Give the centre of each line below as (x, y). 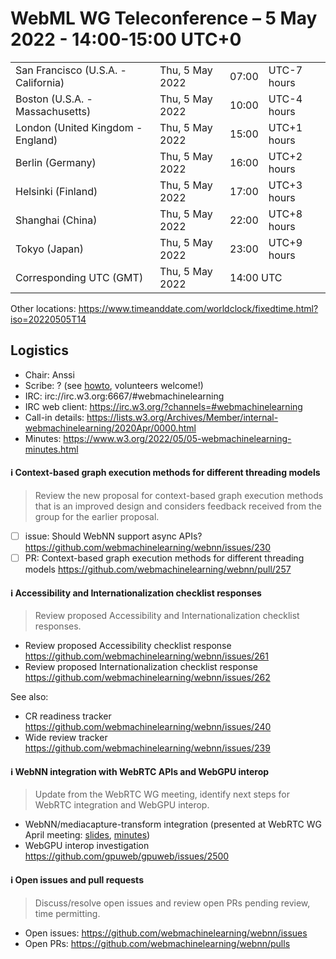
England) (36, 140)
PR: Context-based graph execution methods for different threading (164, 558)
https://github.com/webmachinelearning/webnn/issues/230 (148, 548)
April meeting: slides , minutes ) (87, 835)
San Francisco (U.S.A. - (71, 70)
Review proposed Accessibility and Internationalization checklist (167, 616)
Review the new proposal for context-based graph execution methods (179, 495)
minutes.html (51, 449)
